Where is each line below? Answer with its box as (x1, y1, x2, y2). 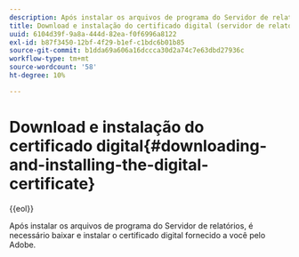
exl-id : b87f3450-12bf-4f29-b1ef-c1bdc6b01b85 (9, 37, 185, 47)
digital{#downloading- (96, 135, 267, 156)
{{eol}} (9, 203, 34, 213)
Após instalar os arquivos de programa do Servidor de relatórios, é (9, 220, 254, 231)
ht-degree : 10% (9, 71, 66, 80)
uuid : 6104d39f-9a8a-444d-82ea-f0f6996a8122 (9, 29, 177, 38)
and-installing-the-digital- (9, 155, 209, 174)
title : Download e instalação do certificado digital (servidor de (9, 21, 265, 30)
